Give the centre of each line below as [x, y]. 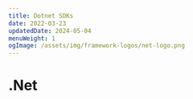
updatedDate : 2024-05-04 [50, 31]
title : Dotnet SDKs [41, 16]
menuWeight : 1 [32, 38]
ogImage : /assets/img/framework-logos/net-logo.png [96, 46]
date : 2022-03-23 [37, 23]
